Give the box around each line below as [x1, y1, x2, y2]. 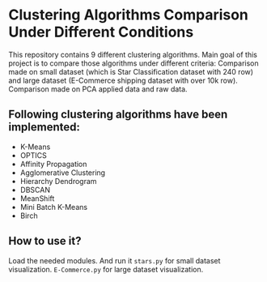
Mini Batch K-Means [19, 202, 87, 211]
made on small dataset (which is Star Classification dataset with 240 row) [8, 66, 253, 76]
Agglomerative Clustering [19, 168, 106, 177]
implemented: [8, 120, 81, 135]
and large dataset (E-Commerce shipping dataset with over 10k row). [8, 75, 239, 85]
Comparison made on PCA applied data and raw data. [8, 83, 188, 94]
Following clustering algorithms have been [8, 108, 228, 122]
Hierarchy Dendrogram [19, 176, 97, 186]
